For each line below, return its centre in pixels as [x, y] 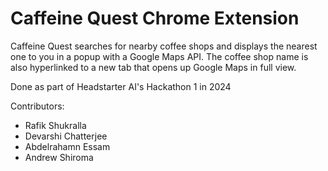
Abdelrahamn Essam [67, 146]
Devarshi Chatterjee [66, 136]
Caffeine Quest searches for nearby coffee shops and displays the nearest [164, 46]
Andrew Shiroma [59, 157]
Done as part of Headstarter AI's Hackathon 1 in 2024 [121, 86]
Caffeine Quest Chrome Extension [155, 18]
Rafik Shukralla [55, 125]
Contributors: [37, 106]
